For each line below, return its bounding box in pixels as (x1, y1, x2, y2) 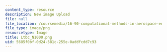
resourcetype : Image (5, 30, 48, 35)
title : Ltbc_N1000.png (5, 35, 52, 40)
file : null (5, 16, 28, 21)
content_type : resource (5, 7, 55, 12)
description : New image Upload (5, 12, 70, 17)
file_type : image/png (5, 26, 50, 31)
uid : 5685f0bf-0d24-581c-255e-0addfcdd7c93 (5, 40, 97, 45)
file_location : (5, 21, 37, 26)
